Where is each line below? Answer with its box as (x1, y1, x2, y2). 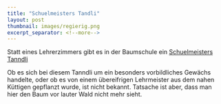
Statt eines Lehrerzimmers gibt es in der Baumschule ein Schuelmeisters (7, 48, 213, 56)
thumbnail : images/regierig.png (7, 23, 100, 29)
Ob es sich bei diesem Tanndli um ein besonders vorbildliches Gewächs (7, 68, 211, 77)
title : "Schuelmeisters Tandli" (7, 10, 100, 17)
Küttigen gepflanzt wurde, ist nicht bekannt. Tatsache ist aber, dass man (7, 83, 212, 91)
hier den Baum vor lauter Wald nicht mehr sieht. (7, 90, 143, 99)
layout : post (7, 16, 45, 23)
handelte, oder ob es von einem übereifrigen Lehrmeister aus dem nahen (7, 76, 215, 84)
